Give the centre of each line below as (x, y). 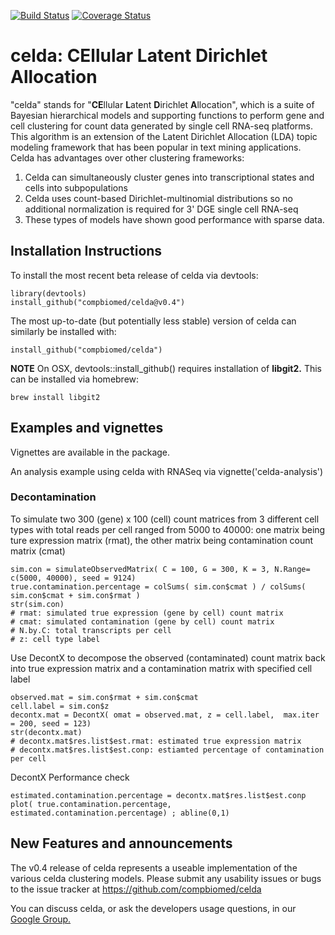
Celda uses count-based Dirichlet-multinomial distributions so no (158, 198)
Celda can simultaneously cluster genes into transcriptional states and (169, 177)
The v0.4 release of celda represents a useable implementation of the (154, 867)
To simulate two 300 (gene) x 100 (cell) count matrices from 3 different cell (165, 519)
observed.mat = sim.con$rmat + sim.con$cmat (104, 697)
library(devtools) (48, 293)
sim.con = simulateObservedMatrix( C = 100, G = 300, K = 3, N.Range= (160, 569)
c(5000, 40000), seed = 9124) (73, 578)
